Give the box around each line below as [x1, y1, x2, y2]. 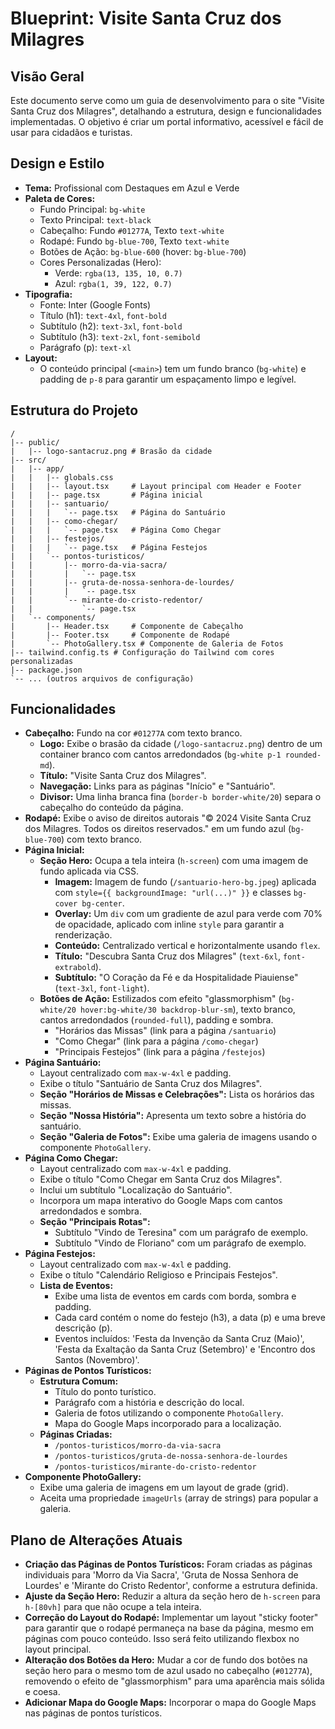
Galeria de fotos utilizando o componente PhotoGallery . [54, 1407, 284, 1419]
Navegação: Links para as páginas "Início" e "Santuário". [39, 780, 276, 792]
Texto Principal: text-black [39, 213, 152, 226]
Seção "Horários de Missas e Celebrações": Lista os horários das [39, 1088, 315, 1101]
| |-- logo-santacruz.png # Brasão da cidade [10, 446, 213, 456]
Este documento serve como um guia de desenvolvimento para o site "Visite [10, 95, 325, 106]
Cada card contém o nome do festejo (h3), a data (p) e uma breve [54, 1312, 326, 1324]
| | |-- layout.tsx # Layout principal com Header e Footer [10, 481, 302, 491]
